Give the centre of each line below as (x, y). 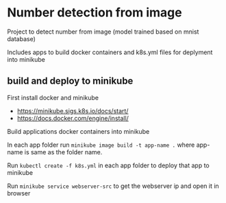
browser (19, 193)
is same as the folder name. (63, 152)
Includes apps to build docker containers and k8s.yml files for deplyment (110, 52)
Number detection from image (95, 13)
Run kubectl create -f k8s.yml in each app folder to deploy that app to (109, 165)
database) (22, 38)
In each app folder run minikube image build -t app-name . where (101, 145)
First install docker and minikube (53, 97)
